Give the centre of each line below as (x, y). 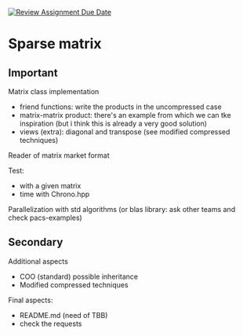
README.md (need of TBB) (63, 315)
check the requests (51, 323)
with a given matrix (50, 186)
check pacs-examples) (45, 217)
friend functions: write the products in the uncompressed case (120, 107)
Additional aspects (38, 261)
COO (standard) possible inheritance (79, 276)
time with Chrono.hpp (54, 194)
